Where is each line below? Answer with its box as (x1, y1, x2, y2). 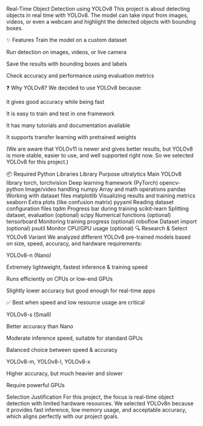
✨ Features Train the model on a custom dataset (6, 36, 127, 43)
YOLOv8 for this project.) (6, 158, 68, 165)
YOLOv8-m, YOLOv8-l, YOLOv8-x (6, 358, 91, 365)
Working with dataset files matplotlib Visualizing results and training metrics (6, 192, 196, 199)
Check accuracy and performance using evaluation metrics (6, 72, 155, 79)
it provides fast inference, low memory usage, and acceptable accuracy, (6, 407, 187, 413)
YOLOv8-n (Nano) (6, 252, 52, 259)
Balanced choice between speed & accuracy (6, 346, 118, 353)
